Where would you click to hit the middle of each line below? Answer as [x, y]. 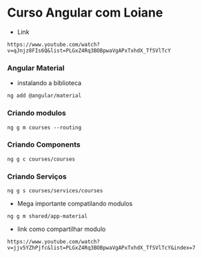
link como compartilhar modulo [61, 229]
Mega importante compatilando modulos [75, 204]
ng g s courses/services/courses [55, 191]
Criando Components [44, 145]
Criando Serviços [37, 176]
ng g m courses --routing [44, 127]
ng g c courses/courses [41, 159]
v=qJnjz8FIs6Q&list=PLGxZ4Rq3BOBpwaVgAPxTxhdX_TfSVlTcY [89, 50]
